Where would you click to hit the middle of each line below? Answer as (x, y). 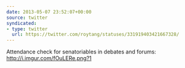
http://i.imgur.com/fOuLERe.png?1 (49, 58)
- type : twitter (27, 29)
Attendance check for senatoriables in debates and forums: (81, 52)
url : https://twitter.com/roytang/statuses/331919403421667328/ (96, 35)
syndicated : (21, 23)
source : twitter (27, 18)
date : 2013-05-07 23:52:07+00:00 (49, 12)
